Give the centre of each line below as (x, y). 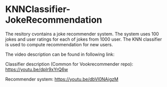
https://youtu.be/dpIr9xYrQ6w (37, 69)
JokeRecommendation (54, 20)
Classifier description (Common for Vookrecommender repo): (69, 64)
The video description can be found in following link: (60, 54)
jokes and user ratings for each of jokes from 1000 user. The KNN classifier (83, 39)
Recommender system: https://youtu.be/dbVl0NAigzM (62, 79)
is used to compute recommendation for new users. (59, 44)
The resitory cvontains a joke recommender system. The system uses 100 (82, 34)
